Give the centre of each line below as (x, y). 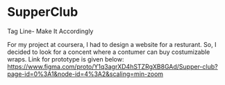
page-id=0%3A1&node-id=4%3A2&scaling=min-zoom (85, 74)
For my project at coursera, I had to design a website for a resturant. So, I (112, 44)
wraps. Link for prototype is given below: (66, 59)
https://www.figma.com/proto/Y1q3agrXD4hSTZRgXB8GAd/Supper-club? (112, 66)
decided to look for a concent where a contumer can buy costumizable (109, 52)
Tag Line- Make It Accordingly (50, 31)
